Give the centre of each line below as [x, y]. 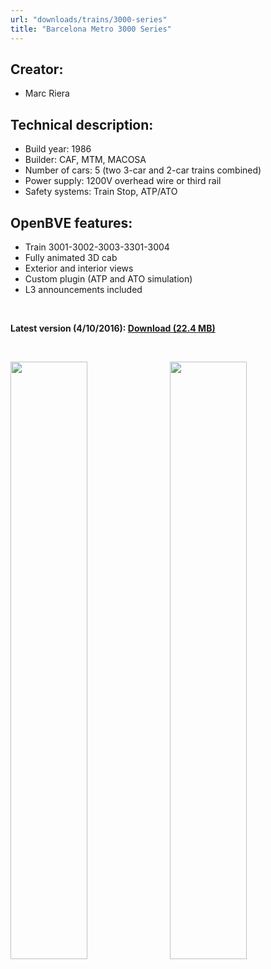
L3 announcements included [83, 289]
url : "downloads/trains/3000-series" [89, 19]
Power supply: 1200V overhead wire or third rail [123, 181]
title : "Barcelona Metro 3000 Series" [91, 29]
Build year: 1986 [58, 149]
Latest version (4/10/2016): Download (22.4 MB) [113, 328]
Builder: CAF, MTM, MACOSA [85, 160]
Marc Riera [47, 93]
